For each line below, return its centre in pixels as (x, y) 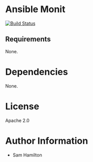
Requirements (28, 39)
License (22, 106)
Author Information (47, 141)
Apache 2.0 (17, 120)
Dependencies (37, 72)
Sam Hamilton (27, 155)
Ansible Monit (35, 9)
